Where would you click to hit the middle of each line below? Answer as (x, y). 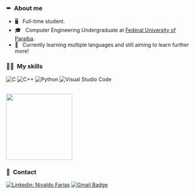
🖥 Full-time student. (40, 21)
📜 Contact (21, 172)
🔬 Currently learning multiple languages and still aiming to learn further (102, 45)
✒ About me (24, 8)
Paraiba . (25, 39)
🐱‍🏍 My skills (24, 66)
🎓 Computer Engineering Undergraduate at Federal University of (95, 30)
